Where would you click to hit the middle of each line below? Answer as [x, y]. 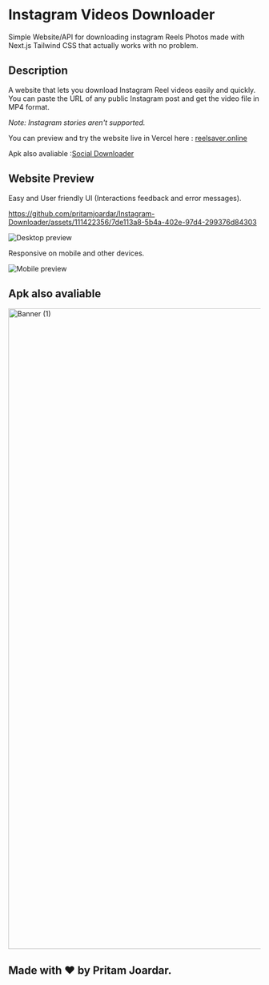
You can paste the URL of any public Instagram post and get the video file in [134, 98]
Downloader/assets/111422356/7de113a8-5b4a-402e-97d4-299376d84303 [133, 222]
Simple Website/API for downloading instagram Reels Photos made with [126, 37]
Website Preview [51, 179]
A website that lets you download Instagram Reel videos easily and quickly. [132, 90]
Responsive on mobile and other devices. [76, 253]
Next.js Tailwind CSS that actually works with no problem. [103, 45]
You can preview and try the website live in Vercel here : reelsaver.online [128, 138]
